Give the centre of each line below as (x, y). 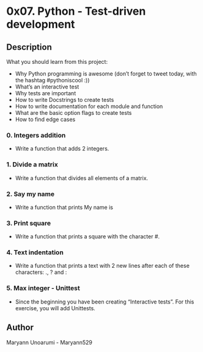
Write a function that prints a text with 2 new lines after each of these (102, 266)
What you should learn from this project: (57, 62)
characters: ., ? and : (41, 272)
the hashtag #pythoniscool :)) (52, 80)
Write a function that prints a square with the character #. (87, 237)
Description (29, 47)
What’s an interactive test (47, 87)
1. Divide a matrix (32, 165)
